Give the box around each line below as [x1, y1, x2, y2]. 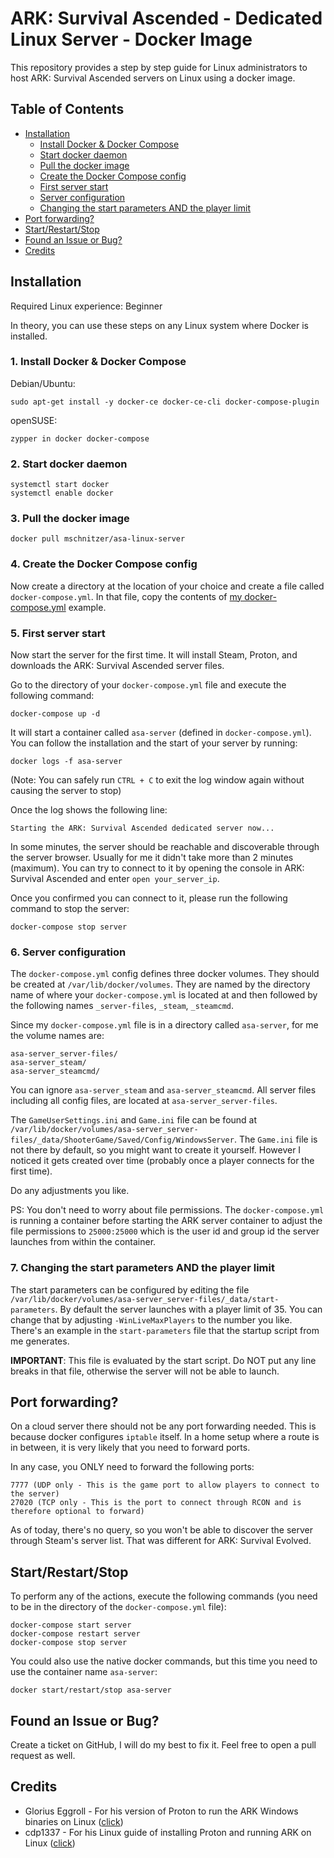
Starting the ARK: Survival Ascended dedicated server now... [10, 823, 275, 834]
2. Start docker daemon [10, 457, 128, 471]
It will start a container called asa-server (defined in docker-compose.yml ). [10, 727, 312, 739]
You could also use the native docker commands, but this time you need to [10, 1655, 318, 1667]
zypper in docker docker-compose [10, 433, 150, 444]
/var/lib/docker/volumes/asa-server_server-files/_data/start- [10, 1294, 280, 1304]
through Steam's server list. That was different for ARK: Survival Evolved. [10, 1535, 312, 1547]
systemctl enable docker [10, 488, 114, 499]
